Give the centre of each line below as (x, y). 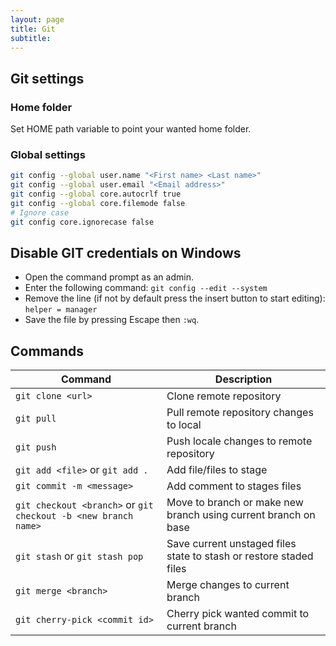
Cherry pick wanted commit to (238, 614)
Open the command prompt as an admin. (109, 277)
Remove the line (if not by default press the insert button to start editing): (175, 298)
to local (184, 425)
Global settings (48, 154)
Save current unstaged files (231, 544)
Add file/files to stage (217, 470)
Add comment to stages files (234, 486)
